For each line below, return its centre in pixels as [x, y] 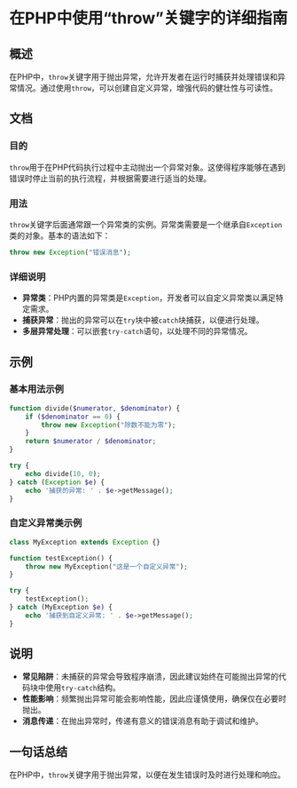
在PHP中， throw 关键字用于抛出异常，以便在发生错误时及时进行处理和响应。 [148, 775]
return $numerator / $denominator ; [91, 442]
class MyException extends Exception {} [85, 542]
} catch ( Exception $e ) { [57, 482]
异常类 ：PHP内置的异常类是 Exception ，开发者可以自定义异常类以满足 [149, 298]
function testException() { [61, 558]
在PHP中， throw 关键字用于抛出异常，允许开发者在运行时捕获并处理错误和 [144, 77]
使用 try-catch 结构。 [83, 688]
